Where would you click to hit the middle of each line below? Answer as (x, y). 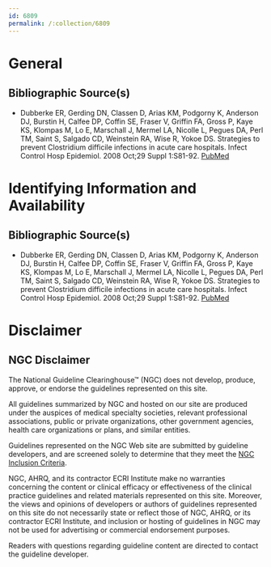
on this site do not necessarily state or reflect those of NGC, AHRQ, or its (129, 512)
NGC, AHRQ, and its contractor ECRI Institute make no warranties (117, 478)
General (36, 63)
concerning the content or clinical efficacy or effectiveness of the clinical (130, 487)
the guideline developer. (49, 554)
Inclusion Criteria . (38, 463)
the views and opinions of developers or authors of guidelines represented (133, 504)
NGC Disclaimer (49, 360)
